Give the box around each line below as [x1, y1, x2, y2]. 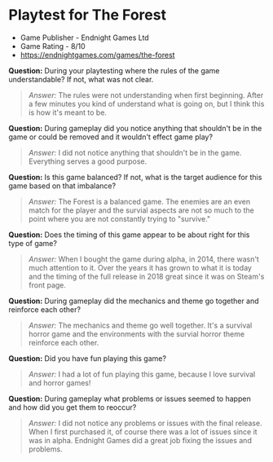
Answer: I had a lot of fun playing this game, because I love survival [28, 369, 256, 379]
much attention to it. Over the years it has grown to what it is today [28, 262, 253, 272]
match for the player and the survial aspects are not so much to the [28, 205, 254, 215]
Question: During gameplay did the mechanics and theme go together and [8, 296, 259, 306]
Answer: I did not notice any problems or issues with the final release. [28, 418, 262, 428]
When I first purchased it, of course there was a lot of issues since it [28, 426, 258, 437]
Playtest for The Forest [8, 6, 167, 24]
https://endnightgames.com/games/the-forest [20, 50, 175, 59]
